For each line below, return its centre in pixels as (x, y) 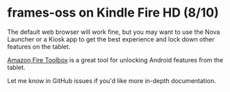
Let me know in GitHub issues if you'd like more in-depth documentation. (112, 80)
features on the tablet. (39, 46)
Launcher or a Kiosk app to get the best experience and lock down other (111, 39)
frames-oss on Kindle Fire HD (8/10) (113, 13)
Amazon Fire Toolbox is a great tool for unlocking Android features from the (115, 59)
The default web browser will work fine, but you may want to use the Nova (114, 32)
